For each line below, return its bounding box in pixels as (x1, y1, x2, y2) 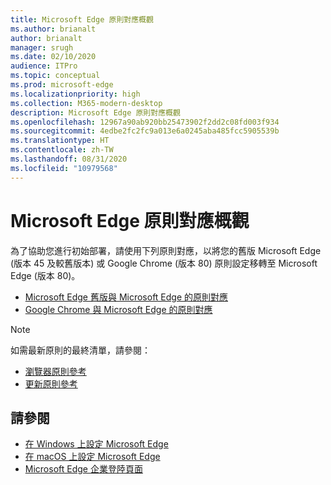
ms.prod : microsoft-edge (10, 80, 114, 90)
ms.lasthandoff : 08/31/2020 (10, 154, 128, 164)
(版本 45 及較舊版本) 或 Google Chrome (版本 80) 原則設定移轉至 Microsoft (10, 257, 318, 269)
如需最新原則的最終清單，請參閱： (10, 344, 151, 356)
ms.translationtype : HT (10, 136, 110, 146)
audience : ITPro (10, 61, 78, 71)
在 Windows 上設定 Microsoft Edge (24, 438, 169, 450)
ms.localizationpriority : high (10, 89, 141, 99)
